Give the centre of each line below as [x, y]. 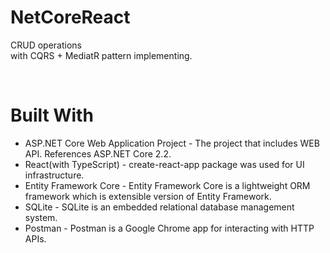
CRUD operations [46, 45]
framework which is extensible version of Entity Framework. [148, 196]
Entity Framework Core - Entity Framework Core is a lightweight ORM [167, 185]
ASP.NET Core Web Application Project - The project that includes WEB [172, 143]
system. [41, 217]
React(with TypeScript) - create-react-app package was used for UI [164, 164]
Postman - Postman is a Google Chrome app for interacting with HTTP [169, 228]
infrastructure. [54, 175]
